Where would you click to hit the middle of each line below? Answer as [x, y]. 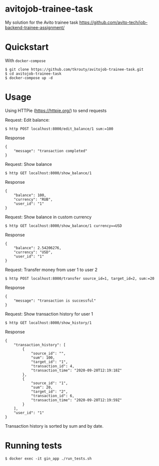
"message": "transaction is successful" [55, 301]
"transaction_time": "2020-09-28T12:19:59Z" [76, 400]
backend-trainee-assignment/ [35, 27]
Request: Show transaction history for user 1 [49, 314]
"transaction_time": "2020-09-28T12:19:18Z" [76, 370]
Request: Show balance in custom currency [48, 217]
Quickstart [27, 47]
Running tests [34, 446]
